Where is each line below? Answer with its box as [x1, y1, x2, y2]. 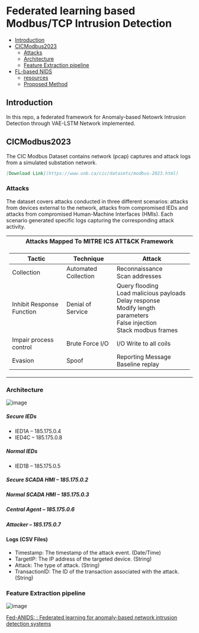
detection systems [6, 620, 52, 627]
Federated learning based [6, 4, 136, 18]
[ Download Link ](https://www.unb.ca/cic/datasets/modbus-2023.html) [6, 170, 179, 176]
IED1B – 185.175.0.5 [14, 462, 61, 469]
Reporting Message [116, 353, 171, 361]
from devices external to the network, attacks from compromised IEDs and [6, 204, 188, 211]
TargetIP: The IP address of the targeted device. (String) [14, 555, 152, 562]
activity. [6, 223, 25, 230]
